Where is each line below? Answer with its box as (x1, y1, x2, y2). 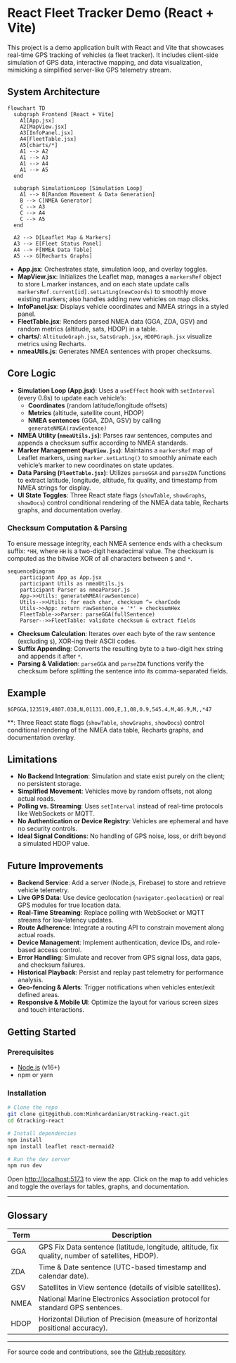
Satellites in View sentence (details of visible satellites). (38, 1283, 221, 1293)
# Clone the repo (7, 1104, 58, 1111)
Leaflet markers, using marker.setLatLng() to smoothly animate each (17, 453, 218, 462)
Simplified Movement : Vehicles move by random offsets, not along (17, 787, 213, 796)
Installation (7, 1088, 47, 1098)
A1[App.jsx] (20, 117, 55, 124)
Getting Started (7, 1026, 77, 1038)
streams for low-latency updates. (17, 916, 114, 925)
